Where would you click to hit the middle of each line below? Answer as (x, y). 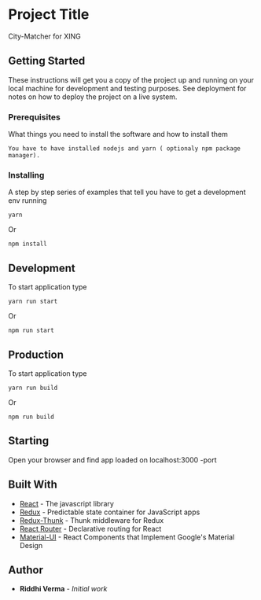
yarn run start (33, 302)
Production (36, 354)
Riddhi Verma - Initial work (63, 589)
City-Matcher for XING (44, 36)
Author (26, 570)
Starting (29, 441)
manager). (24, 156)
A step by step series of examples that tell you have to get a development (127, 192)
